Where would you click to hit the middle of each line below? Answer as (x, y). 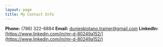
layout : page (19, 10)
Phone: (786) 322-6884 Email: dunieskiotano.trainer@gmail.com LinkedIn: (82, 28)
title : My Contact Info (30, 14)
